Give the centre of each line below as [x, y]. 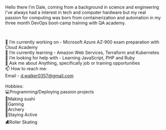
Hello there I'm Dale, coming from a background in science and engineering [82, 7]
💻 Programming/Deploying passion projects [50, 92]
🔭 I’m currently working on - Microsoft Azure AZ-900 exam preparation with [82, 42]
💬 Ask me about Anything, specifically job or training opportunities [73, 63]
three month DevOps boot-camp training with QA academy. [65, 23]
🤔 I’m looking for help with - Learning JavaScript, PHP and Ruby [70, 58]
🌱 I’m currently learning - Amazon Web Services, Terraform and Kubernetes [82, 52]
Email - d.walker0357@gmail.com [40, 76]
